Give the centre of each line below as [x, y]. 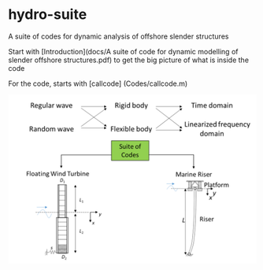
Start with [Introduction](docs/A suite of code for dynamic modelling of [123, 51]
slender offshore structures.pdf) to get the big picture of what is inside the [129, 60]
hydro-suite [48, 15]
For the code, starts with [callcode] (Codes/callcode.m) [98, 83]
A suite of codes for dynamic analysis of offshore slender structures [119, 36]
